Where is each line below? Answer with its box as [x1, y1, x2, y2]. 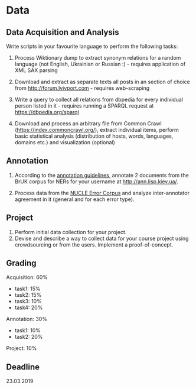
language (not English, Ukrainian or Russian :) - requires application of [14, 60, 186, 67]
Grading [6, 258, 37, 268]
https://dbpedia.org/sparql [14, 109, 80, 115]
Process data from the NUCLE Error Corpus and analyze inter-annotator [14, 189, 190, 196]
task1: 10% [14, 327, 41, 334]
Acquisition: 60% [6, 274, 48, 281]
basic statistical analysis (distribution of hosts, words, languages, [14, 132, 174, 140]
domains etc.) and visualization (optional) [14, 139, 115, 145]
